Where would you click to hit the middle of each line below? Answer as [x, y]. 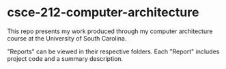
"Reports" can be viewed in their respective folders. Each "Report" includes [113, 51]
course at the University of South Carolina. [67, 38]
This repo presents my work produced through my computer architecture [110, 31]
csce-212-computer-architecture [103, 13]
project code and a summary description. [65, 58]
